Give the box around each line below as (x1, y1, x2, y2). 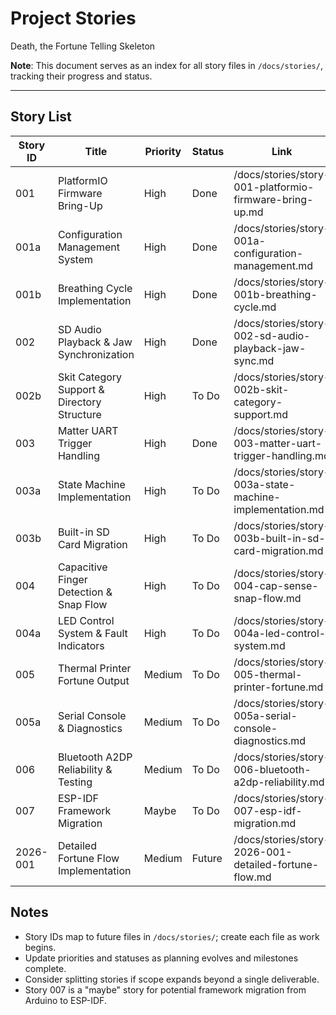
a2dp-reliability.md (233, 775, 325, 789)
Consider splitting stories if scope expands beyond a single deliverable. (24, 973, 320, 985)
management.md (233, 258, 313, 272)
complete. (24, 962, 67, 974)
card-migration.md (233, 543, 324, 557)
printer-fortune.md (233, 680, 324, 694)
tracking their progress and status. (10, 70, 153, 82)
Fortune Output (57, 673, 130, 687)
